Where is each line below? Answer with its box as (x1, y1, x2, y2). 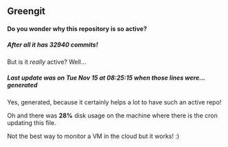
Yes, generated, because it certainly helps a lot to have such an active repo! (7, 98, 222, 106)
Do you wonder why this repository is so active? (7, 24, 148, 33)
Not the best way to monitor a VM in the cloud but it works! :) (7, 132, 180, 140)
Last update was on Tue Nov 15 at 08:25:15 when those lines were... (7, 73, 205, 82)
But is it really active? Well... (7, 58, 87, 66)
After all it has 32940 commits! (7, 41, 98, 49)
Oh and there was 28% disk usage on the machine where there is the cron (7, 111, 218, 120)
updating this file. (7, 118, 56, 126)
